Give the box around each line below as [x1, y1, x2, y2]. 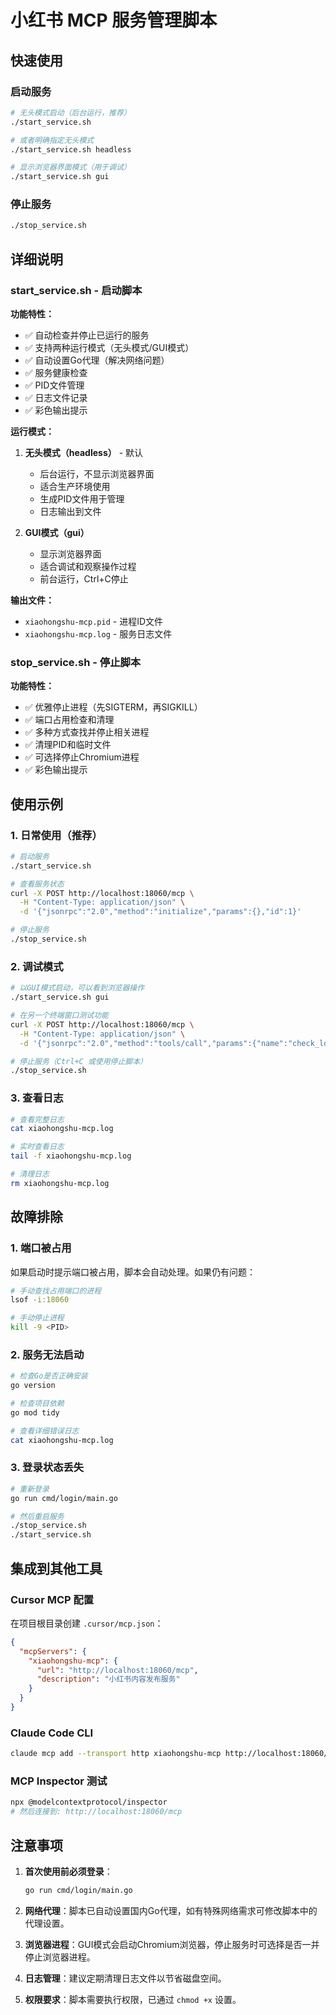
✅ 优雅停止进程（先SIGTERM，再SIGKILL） [24, 701, 203, 713]
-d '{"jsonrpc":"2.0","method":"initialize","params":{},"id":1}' [19, 907, 302, 917]
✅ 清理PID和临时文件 [24, 739, 112, 751]
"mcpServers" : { [19, 1646, 87, 1656]
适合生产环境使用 [39, 480, 111, 492]
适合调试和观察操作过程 [39, 560, 137, 572]
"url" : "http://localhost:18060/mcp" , [36, 1665, 199, 1675]
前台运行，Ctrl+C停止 [39, 572, 129, 585]
